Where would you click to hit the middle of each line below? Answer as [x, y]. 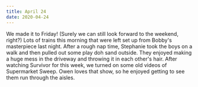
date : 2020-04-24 [28, 17]
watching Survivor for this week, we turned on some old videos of [87, 65]
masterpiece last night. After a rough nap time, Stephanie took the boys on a [99, 46]
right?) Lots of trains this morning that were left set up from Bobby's [89, 40]
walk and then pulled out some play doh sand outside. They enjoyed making [99, 52]
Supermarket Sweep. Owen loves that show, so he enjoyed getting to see [95, 71]
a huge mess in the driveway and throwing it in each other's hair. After [92, 59]
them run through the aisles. [41, 78]
